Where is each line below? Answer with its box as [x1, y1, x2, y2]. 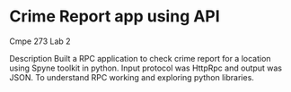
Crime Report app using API [9, 6, 220, 27]
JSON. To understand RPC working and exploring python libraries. [9, 71, 254, 82]
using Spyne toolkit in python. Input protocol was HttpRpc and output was [9, 63, 283, 73]
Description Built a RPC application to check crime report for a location [9, 53, 271, 63]
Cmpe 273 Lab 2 [9, 36, 71, 46]
